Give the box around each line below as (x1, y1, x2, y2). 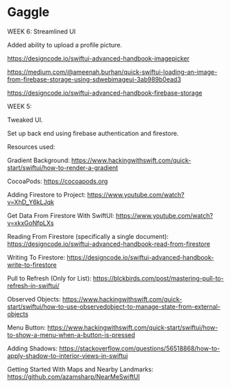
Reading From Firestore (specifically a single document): (7, 232, 169, 240)
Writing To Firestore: (7, 253, 66, 261)
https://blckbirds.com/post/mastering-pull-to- (92, 274, 224, 282)
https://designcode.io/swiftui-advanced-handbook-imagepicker (7, 54, 189, 63)
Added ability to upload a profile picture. (7, 40, 123, 49)
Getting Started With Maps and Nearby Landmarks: (7, 365, 154, 373)
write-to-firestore (7, 261, 57, 269)
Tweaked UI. (7, 116, 43, 124)
